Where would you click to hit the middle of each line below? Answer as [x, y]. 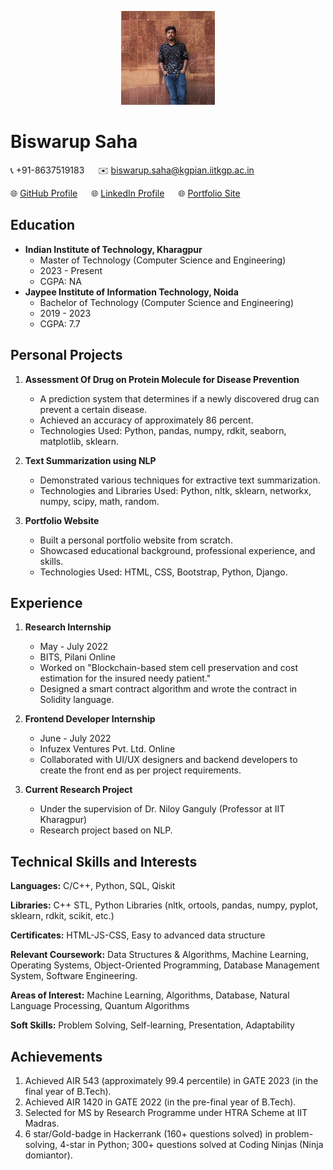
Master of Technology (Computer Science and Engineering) [163, 260]
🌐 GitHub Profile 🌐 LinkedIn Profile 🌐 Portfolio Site [125, 193]
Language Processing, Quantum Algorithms [100, 1006]
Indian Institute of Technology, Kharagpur [113, 249]
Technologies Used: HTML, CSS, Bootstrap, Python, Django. [163, 572]
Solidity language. [77, 700]
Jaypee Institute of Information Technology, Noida [131, 292]
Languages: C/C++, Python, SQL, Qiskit [93, 886]
